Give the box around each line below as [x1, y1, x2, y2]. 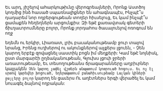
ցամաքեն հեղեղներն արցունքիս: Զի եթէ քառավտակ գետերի [5, 20, 145, 25]
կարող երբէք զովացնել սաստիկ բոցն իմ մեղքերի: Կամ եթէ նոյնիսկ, [5, 50, 159, 56]
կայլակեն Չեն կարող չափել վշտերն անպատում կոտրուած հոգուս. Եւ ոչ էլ [5, 66, 154, 71]
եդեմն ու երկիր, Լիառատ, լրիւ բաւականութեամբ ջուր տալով [5, 40, 144, 45]
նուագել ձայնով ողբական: [5, 80, 65, 86]
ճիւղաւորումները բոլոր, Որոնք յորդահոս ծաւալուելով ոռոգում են [5, 25, 153, 31]
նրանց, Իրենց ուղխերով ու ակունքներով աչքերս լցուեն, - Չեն [5, 45, 145, 50]
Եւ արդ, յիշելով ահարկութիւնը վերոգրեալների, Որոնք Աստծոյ [5, 4, 145, 10]
